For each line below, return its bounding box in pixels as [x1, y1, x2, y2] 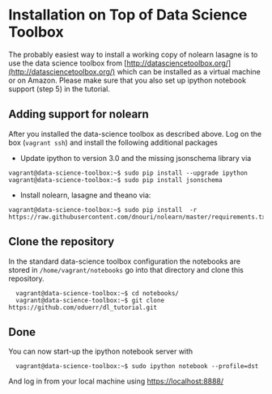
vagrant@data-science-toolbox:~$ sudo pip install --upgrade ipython [8, 168, 249, 177]
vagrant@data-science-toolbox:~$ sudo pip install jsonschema [8, 176, 223, 184]
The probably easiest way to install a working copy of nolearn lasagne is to [8, 49, 258, 59]
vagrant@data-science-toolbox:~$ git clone [15, 296, 164, 304]
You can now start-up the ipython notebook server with [8, 346, 193, 357]
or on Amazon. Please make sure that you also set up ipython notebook [8, 75, 247, 85]
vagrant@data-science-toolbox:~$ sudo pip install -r [8, 205, 198, 214]
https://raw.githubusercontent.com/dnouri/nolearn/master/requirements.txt [8, 213, 270, 221]
